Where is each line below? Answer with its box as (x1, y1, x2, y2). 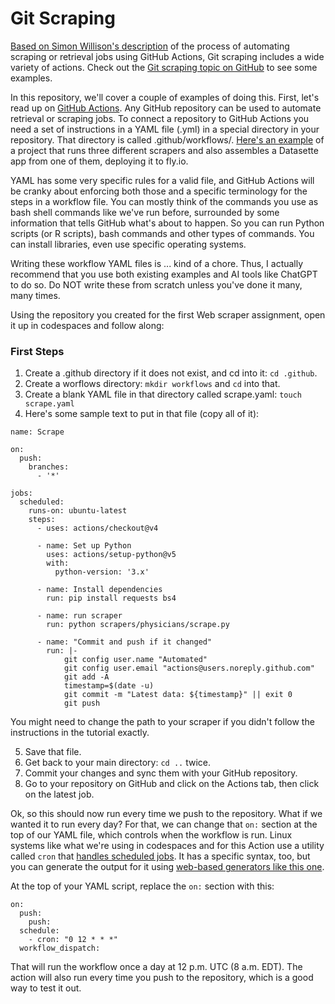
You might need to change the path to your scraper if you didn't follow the (10, 716, 315, 728)
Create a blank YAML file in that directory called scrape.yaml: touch (24, 388, 302, 401)
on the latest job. (24, 788, 95, 801)
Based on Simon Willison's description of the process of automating (10, 40, 290, 52)
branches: (28, 462, 70, 472)
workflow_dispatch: (19, 943, 101, 954)
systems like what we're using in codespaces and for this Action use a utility (10, 840, 325, 852)
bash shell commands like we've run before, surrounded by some (10, 206, 280, 218)
